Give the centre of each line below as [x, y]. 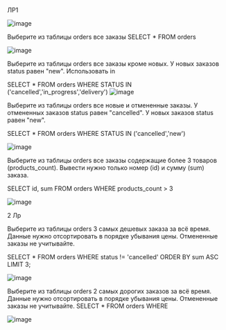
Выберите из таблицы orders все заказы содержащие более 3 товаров [112, 160]
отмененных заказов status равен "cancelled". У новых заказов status [110, 113]
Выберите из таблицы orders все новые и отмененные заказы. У [103, 105]
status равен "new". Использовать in [61, 71]
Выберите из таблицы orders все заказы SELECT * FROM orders [102, 37]
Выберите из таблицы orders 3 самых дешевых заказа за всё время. [109, 229]
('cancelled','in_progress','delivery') [58, 92]
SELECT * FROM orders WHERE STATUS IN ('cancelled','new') [96, 133]
